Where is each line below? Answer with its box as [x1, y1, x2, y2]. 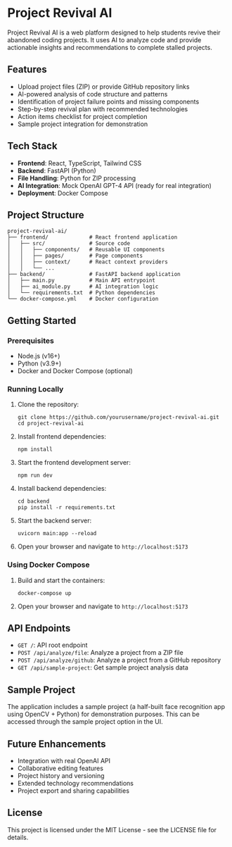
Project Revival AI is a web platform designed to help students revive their [7, 28, 221, 37]
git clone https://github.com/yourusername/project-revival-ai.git [17, 414, 219, 421]
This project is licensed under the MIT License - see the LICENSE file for [7, 825, 217, 834]
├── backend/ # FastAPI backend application [7, 271, 181, 278]
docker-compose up [17, 589, 72, 596]
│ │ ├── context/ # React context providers [7, 258, 169, 265]
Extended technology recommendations [17, 779, 134, 788]
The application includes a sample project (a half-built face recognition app [7, 703, 225, 711]
